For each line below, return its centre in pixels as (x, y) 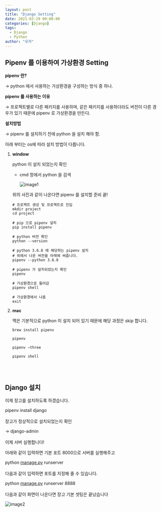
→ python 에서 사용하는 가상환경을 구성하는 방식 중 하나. (59, 86)
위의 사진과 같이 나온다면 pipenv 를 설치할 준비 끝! (60, 194)
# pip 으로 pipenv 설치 (34, 223)
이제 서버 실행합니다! (25, 442)
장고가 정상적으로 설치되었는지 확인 (38, 421)
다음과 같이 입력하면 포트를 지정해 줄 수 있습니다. (51, 473)
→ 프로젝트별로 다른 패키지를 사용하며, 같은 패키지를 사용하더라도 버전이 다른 (78, 107)
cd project (23, 213)
